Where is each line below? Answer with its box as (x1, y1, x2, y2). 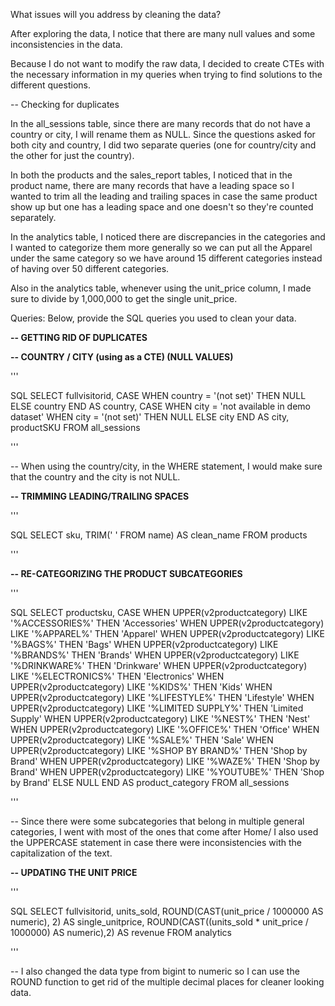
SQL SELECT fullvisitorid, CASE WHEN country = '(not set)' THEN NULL (10, 390, 307, 401)
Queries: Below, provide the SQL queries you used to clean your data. (10, 312, 297, 324)
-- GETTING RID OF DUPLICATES (10, 332, 148, 343)
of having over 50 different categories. (10, 263, 170, 274)
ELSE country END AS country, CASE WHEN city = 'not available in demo (10, 400, 311, 412)
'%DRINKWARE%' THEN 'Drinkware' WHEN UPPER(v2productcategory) (10, 660, 308, 671)
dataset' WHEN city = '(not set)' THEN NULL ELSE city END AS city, (10, 411, 290, 423)
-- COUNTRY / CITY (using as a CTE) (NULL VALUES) (10, 351, 234, 363)
